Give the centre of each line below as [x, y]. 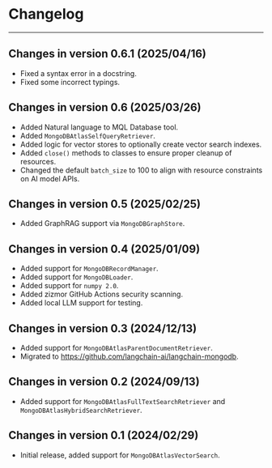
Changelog [46, 14]
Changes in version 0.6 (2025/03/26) [105, 107]
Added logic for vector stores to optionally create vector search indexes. [141, 144]
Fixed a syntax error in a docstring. [79, 73]
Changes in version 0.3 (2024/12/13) [102, 328]
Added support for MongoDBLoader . [76, 277]
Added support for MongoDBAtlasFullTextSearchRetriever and [123, 401]
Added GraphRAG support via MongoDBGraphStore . [102, 223]
